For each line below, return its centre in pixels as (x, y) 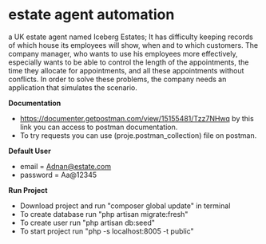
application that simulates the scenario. (73, 87)
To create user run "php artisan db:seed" (87, 222)
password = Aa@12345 (58, 175)
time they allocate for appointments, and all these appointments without (126, 70)
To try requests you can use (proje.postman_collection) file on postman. (138, 135)
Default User (30, 151)
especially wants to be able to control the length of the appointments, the (129, 62)
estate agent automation (91, 15)
